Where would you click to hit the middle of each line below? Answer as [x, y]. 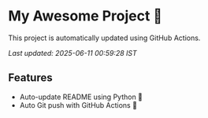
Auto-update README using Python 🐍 [81, 97]
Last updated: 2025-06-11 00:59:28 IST [72, 53]
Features [30, 78]
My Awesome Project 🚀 [85, 16]
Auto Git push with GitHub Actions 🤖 [78, 105]
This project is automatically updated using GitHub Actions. [104, 38]
